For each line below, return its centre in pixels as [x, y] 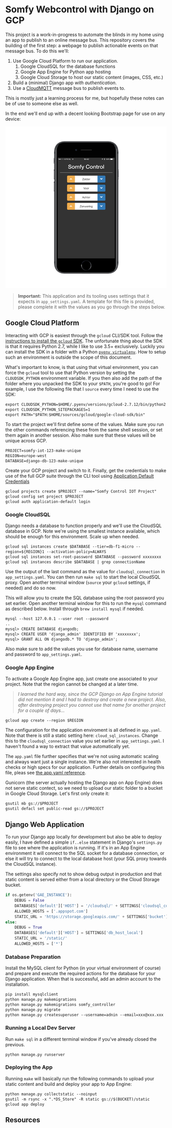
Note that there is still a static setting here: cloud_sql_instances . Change [82, 735]
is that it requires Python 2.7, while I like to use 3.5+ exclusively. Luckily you [85, 346]
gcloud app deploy [25, 1104]
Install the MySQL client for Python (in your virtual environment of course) [83, 968]
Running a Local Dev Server [40, 1028]
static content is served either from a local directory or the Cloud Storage [82, 880]
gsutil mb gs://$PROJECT [32, 804]
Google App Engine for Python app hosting [66, 72]
